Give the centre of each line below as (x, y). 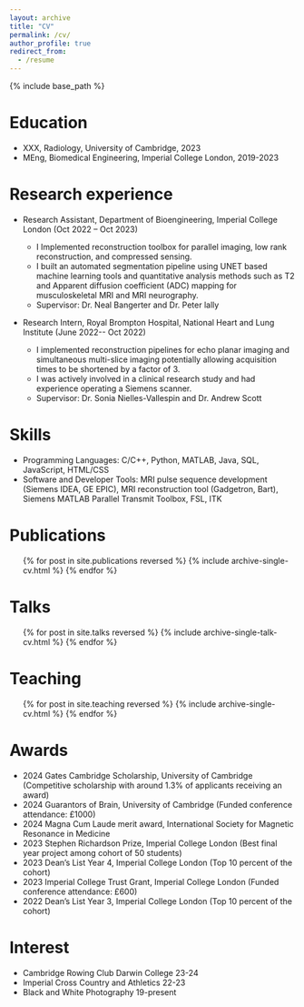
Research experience (91, 194)
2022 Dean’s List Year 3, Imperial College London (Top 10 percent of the (157, 901)
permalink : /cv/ (40, 35)
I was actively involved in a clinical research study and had (146, 378)
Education (49, 123)
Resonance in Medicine (66, 833)
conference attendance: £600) (80, 891)
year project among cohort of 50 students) (103, 852)
